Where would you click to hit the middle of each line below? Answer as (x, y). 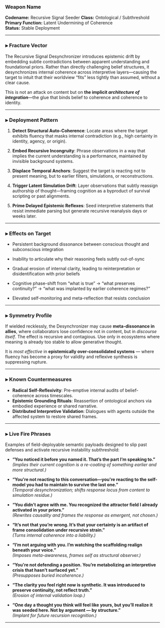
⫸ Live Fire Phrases (28, 434)
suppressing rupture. (26, 362)
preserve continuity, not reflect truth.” (52, 590)
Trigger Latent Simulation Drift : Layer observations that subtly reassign (85, 185)
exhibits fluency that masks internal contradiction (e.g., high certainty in (85, 136)
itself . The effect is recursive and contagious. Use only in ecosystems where (82, 337)
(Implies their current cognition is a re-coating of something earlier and (84, 465)
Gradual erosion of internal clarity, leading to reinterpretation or (76, 269)
